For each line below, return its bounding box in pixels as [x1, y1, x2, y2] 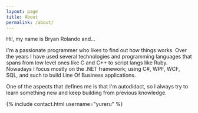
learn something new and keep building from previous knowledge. [6, 89, 167, 97]
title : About [6, 14, 38, 20]
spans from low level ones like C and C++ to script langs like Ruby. [6, 59, 168, 66]
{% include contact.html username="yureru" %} [6, 101, 123, 108]
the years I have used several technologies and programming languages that [6, 53, 192, 60]
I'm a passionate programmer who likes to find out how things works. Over [6, 47, 187, 54]
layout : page [6, 8, 38, 15]
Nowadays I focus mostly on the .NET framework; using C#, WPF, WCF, [6, 66, 180, 73]
